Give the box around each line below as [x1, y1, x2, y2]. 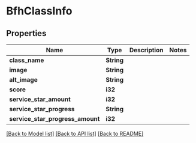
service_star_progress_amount [9, 115, 100, 123]
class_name [9, 56, 44, 64]
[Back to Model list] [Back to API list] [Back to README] [6, 130, 144, 137]
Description [129, 46, 164, 54]
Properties [6, 28, 47, 38]
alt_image [9, 76, 38, 84]
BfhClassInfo [6, 4, 73, 18]
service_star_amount [9, 95, 71, 103]
